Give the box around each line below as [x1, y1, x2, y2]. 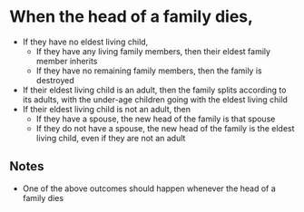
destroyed [35, 74, 74, 85]
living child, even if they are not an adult [35, 132, 186, 143]
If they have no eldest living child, [22, 36, 149, 47]
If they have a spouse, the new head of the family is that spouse [35, 113, 276, 124]
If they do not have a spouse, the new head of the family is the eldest [35, 122, 295, 133]
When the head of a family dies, [9, 6, 254, 27]
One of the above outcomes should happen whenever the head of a [22, 183, 277, 194]
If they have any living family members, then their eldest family [35, 45, 270, 56]
